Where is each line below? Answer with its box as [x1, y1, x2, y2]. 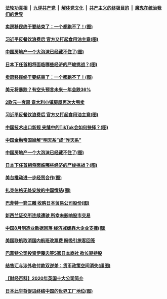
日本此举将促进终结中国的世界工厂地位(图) [5, 288, 93, 294]
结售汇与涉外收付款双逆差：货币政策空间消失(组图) [5, 262, 111, 269]
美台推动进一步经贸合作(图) [5, 174, 62, 181]
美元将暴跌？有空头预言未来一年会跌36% [5, 86, 91, 93]
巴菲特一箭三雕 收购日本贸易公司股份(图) [5, 200, 90, 206]
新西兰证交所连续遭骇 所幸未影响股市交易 [5, 213, 91, 219]
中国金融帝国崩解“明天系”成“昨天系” [5, 137, 82, 143]
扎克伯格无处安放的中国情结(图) [5, 187, 71, 193]
